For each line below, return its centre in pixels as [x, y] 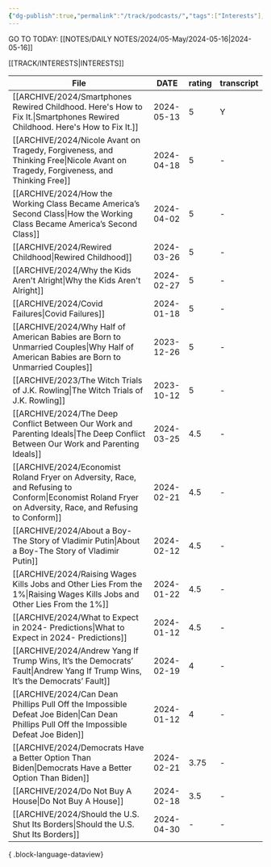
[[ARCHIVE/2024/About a [61, 530]
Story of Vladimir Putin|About [85, 540]
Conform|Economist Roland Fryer [75, 497]
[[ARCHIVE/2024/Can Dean [65, 693]
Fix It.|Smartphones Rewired [66, 116]
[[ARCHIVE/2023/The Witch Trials [77, 380]
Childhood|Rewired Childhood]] [73, 257]
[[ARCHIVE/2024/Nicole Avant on [77, 140]
